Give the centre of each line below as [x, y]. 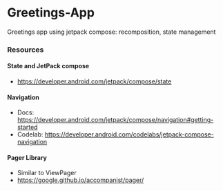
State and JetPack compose [48, 66]
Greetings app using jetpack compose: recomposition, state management [111, 32]
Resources [26, 50]
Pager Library [27, 157]
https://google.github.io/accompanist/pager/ [80, 180]
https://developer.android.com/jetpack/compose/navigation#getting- [115, 120]
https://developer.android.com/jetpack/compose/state [94, 81]
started [27, 127]
